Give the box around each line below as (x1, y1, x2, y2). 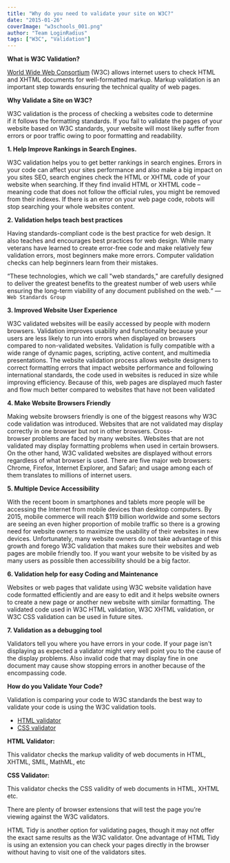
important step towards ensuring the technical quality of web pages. (7, 83, 201, 91)
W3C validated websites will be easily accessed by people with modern (7, 319, 211, 328)
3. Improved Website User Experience (7, 306, 118, 314)
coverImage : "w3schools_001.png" (7, 23, 103, 30)
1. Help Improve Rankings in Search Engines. (7, 145, 137, 153)
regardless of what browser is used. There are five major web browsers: (7, 457, 212, 465)
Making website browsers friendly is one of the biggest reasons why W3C (7, 412, 217, 421)
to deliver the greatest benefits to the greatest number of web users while (7, 279, 217, 287)
